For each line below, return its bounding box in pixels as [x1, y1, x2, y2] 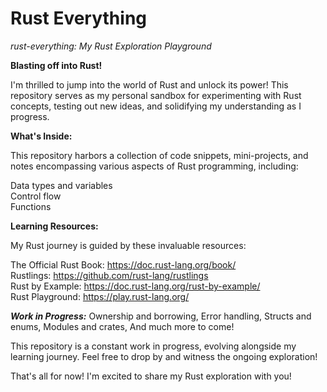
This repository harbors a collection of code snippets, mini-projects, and [10, 149, 309, 161]
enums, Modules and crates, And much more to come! [10, 320, 235, 332]
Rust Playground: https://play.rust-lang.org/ [10, 290, 190, 302]
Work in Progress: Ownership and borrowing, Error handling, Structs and [10, 310, 312, 322]
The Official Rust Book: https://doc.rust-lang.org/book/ [10, 258, 237, 271]
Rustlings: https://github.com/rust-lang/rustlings [10, 269, 209, 281]
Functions [10, 200, 52, 212]
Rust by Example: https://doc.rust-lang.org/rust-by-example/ [10, 280, 261, 292]
